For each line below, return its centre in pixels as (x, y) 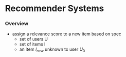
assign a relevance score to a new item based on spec (67, 34)
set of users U (34, 39)
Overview (17, 24)
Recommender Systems (54, 8)
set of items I (32, 44)
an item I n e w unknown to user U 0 (52, 50)
